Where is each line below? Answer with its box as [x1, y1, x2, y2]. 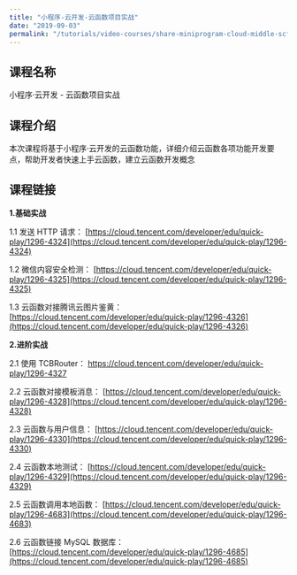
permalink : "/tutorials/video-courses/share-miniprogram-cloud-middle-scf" [9, 29, 294, 38]
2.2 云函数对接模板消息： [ [9, 386, 106, 396]
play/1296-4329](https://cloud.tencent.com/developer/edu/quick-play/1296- [9, 471, 287, 482]
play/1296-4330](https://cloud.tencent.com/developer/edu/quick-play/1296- [9, 433, 287, 444]
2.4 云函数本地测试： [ [9, 461, 91, 471]
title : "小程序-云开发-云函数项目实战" [9, 12, 139, 22]
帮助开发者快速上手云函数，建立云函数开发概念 [24, 154, 195, 165]
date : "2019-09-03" [9, 21, 81, 30]
